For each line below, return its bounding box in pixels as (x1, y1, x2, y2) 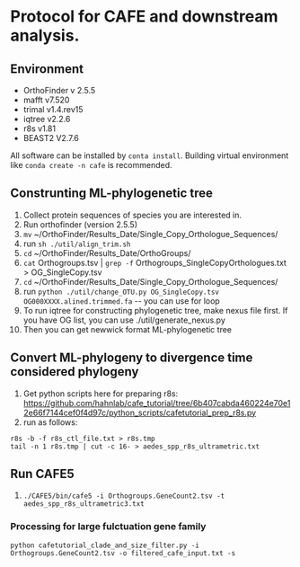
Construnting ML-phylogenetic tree (10, 186, 214, 201)
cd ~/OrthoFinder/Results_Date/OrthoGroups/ (22, 247, 191, 258)
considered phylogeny (10, 364, 139, 379)
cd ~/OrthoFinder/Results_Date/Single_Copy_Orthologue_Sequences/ (22, 276, 278, 287)
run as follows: (22, 416, 78, 428)
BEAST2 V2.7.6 (22, 133, 80, 143)
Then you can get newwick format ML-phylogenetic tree (22, 323, 233, 334)
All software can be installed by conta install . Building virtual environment (10, 150, 289, 161)
